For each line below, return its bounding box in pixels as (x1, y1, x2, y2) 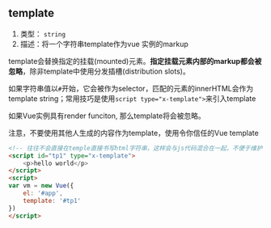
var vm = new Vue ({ (8, 182, 74, 190)
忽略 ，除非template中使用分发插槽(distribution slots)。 (8, 66, 190, 76)
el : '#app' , (23, 189, 63, 197)
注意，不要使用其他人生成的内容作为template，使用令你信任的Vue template (8, 128, 259, 137)
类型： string (19, 28, 66, 39)
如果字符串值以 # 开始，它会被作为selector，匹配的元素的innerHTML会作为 (8, 83, 253, 93)
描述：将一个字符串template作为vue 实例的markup (19, 39, 188, 49)
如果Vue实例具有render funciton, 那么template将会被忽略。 (8, 111, 206, 120)
